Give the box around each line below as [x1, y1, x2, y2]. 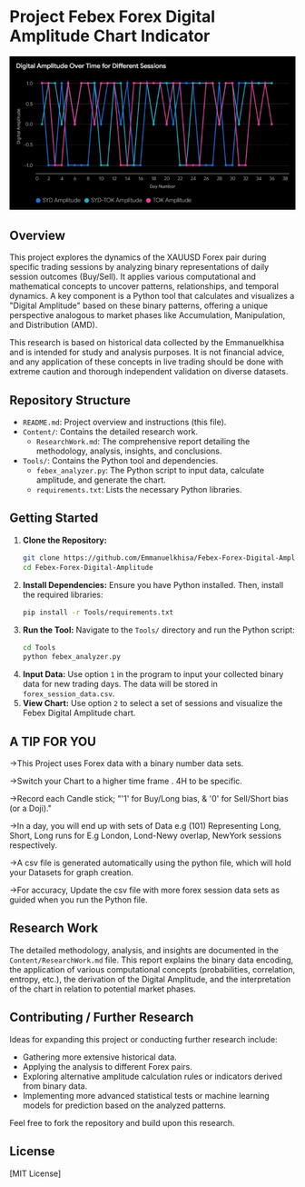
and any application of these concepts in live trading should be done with [9, 356, 284, 367]
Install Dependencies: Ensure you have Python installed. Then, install [22, 579, 284, 590]
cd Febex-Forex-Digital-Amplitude [22, 563, 153, 572]
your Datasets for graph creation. [9, 867, 134, 878]
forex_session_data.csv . [22, 688, 115, 699]
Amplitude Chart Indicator [9, 25, 211, 46]
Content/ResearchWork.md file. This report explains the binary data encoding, [9, 954, 294, 965]
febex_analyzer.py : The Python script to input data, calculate [35, 465, 265, 476]
